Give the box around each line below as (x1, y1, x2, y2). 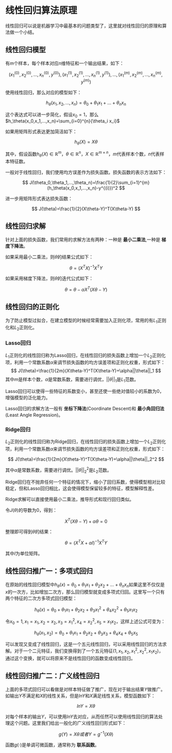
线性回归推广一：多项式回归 (5, 567, 93, 576)
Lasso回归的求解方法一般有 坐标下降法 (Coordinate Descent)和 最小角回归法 (5, 406, 165, 412)
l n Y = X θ (76, 703, 96, 709)
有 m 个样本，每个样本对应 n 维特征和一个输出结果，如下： (5, 60, 124, 66)
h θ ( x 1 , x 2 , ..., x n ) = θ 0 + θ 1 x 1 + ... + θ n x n (46, 100, 126, 107)
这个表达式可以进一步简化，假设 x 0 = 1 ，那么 (5, 111, 99, 118)
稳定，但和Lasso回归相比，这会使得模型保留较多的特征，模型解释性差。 (5, 485, 157, 491)
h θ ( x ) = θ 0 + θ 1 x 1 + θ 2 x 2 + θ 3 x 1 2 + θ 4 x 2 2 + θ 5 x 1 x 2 (34, 605, 138, 613)
